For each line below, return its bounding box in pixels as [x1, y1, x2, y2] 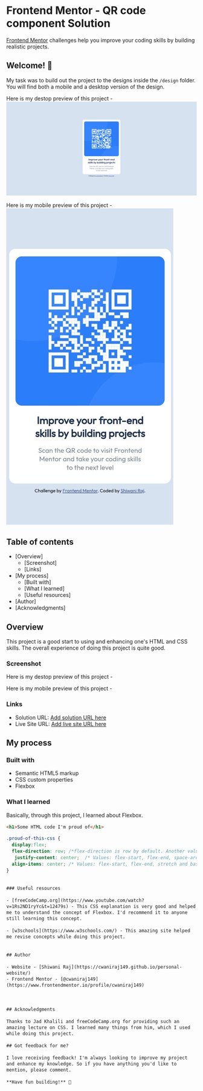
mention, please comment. [6, 1067, 71, 1073]
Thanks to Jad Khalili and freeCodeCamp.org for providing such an [6, 1018, 180, 1024]
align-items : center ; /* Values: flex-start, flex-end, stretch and [11, 861, 188, 867]
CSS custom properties [14, 776, 74, 783]
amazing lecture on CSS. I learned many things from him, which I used [6, 1024, 190, 1030]
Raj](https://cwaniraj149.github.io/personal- [63, 964, 182, 970]
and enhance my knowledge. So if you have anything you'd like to [6, 1061, 177, 1067]
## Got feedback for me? [6, 1043, 69, 1049]
